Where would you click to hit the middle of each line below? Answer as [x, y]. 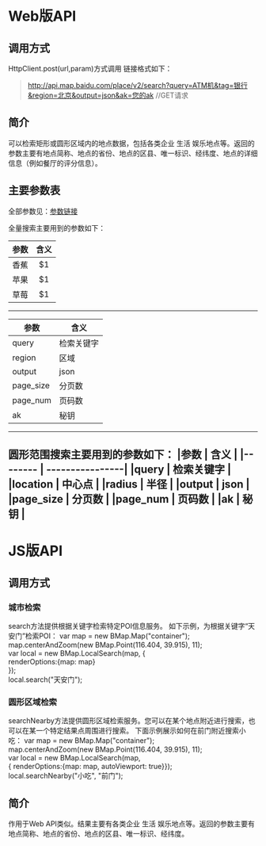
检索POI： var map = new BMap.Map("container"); [107, 636]
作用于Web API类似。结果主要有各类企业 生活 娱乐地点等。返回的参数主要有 [131, 824]
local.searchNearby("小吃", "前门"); [66, 776]
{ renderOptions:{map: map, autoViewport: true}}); [90, 767]
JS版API [36, 551]
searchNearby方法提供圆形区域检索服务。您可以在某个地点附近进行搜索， [129, 721]
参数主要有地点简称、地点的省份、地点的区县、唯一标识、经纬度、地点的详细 [133, 153]
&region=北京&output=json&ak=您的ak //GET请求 [108, 95]
